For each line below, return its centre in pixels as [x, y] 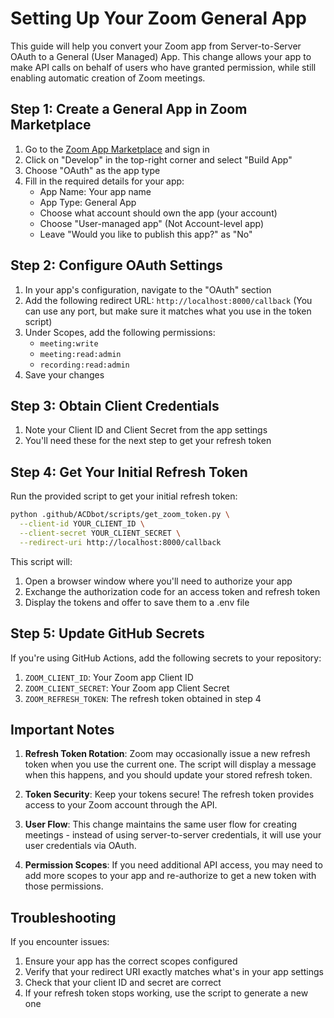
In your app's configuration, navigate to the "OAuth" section [148, 289]
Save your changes [64, 374]
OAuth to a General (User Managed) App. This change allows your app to [161, 56]
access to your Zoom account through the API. [121, 805]
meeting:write [69, 343]
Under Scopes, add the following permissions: [120, 332]
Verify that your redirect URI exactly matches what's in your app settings [174, 972]
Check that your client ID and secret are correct [123, 983]
